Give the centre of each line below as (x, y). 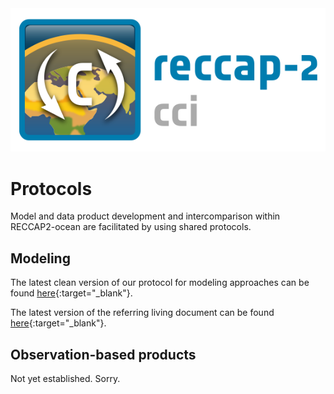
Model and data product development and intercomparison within (145, 216)
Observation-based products (103, 354)
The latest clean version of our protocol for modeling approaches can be (160, 283)
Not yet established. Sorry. (65, 379)
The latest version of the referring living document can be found (142, 313)
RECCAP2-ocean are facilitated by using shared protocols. (131, 227)
